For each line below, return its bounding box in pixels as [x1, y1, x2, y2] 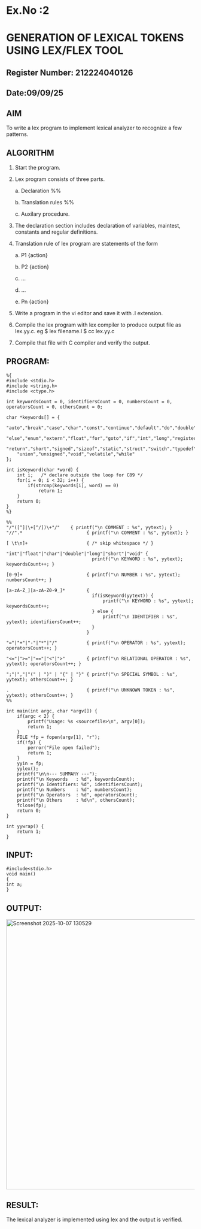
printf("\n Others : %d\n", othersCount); [17, 797, 135, 803]
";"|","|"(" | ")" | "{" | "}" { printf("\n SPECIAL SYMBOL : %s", [6, 671, 178, 677]
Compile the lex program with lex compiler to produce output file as [14, 321, 181, 328]
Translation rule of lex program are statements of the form [14, 240, 159, 247]
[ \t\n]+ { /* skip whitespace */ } [6, 540, 154, 546]
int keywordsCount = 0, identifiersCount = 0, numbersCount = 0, [6, 398, 172, 404]
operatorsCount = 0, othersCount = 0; [6, 404, 103, 410]
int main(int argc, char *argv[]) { [6, 708, 98, 714]
